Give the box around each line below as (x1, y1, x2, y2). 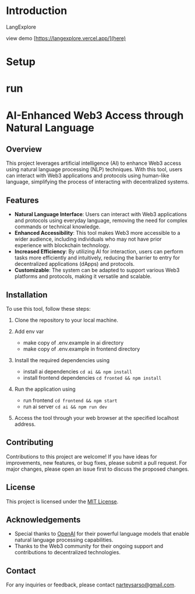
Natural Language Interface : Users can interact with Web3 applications (14, 211, 187, 218)
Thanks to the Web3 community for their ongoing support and (14, 543, 164, 550)
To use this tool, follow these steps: (6, 305, 91, 312)
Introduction (6, 4, 68, 18)
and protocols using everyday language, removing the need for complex (14, 217, 188, 224)
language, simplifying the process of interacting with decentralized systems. (6, 178, 189, 185)
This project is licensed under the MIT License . (6, 498, 119, 505)
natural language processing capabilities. (14, 536, 114, 544)
